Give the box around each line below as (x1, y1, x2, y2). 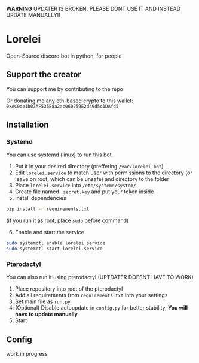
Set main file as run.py (14, 298, 71, 305)
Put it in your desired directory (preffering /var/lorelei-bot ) (14, 163, 164, 170)
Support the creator (6, 69, 82, 80)
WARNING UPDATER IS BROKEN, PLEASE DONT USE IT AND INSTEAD (6, 5, 181, 12)
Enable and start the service (14, 229, 85, 236)
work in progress (6, 350, 48, 358)
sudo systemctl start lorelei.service (6, 246, 103, 252)
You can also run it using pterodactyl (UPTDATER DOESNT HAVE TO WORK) (6, 274, 194, 281)
